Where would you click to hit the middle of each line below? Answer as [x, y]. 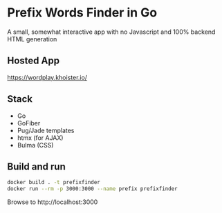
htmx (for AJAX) [40, 138]
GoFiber [29, 123]
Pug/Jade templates [46, 130]
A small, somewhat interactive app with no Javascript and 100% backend [111, 32]
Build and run [36, 166]
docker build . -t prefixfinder [54, 183]
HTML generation [32, 39]
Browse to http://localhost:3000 [53, 202]
